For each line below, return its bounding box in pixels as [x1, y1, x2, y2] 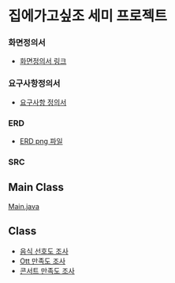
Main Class [8, 181, 65, 194]
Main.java [8, 201, 39, 211]
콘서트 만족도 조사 [19, 266, 75, 275]
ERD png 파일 [19, 137, 63, 146]
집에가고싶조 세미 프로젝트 [8, 7, 168, 25]
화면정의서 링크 [19, 57, 67, 66]
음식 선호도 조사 [19, 246, 69, 255]
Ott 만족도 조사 [19, 256, 65, 266]
